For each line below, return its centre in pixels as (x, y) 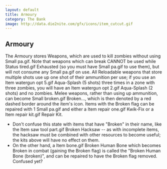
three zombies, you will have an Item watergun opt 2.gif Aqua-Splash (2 (79, 88)
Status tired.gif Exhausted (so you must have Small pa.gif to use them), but (82, 67)
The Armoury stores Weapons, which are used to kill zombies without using (83, 56)
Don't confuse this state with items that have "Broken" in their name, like (87, 124)
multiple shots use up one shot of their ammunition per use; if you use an (80, 77)
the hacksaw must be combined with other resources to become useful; (86, 135)
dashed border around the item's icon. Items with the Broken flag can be (80, 104)
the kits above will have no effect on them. (56, 140)
